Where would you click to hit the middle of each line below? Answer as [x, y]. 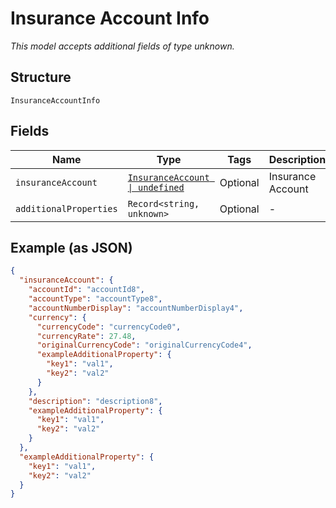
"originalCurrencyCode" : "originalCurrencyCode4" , [144, 345]
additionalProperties [66, 208]
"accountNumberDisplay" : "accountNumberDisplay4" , [136, 308]
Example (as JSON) [71, 247]
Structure [41, 77]
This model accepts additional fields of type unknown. [122, 46]
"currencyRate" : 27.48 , [86, 336]
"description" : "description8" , [95, 401]
